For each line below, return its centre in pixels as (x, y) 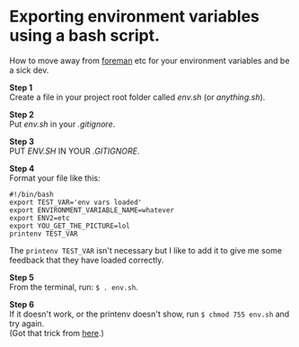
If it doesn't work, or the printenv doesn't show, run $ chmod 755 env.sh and (149, 314)
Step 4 (22, 168)
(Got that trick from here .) (57, 333)
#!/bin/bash (31, 194)
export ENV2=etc (40, 218)
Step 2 (22, 114)
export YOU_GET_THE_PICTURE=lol (70, 226)
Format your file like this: (55, 178)
